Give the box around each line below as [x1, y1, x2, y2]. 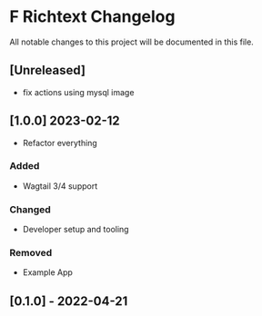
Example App [22, 267, 73, 278]
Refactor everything [22, 137, 97, 148]
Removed [9, 247, 53, 260]
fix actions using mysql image [22, 86, 135, 97]
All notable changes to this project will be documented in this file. [9, 36, 255, 47]
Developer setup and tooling [22, 224, 129, 235]
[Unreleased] [9, 63, 86, 78]
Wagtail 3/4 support [22, 180, 98, 192]
